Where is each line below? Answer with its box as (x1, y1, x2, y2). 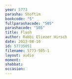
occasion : (5, 67, 26, 72)
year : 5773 (5, 7, 28, 12)
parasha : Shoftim (5, 12, 41, 17)
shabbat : (5, 62, 23, 67)
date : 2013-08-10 (5, 39, 41, 44)
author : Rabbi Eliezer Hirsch (5, 35, 68, 40)
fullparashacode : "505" (5, 21, 54, 26)
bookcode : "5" (5, 16, 35, 21)
